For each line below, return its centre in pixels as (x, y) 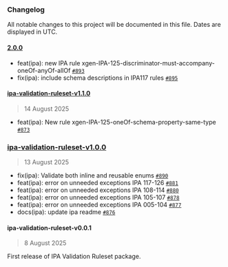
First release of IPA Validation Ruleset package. (74, 257)
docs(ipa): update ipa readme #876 (66, 212)
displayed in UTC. (32, 32)
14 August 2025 (46, 109)
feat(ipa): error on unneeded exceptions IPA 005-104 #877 (99, 205)
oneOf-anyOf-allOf (44, 70)
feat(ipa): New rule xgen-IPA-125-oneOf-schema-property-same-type (116, 122)
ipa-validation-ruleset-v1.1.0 (49, 94)
